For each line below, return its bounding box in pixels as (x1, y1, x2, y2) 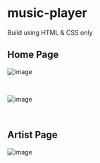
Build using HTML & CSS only (7, 28, 93, 37)
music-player (7, 5, 88, 21)
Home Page (7, 49, 59, 61)
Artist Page (7, 129, 58, 141)
